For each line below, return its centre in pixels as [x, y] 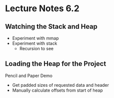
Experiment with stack [34, 43]
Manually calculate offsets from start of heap [57, 90]
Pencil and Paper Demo [29, 76]
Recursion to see [36, 49]
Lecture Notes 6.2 [42, 9]
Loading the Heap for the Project [56, 64]
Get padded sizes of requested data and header [60, 85]
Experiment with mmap [35, 38]
